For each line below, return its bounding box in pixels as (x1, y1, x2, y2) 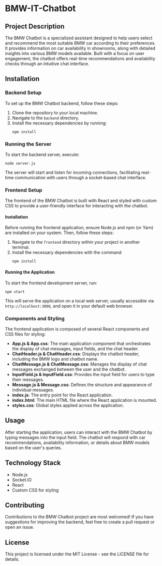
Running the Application (5, 269, 55, 275)
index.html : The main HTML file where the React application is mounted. (12, 397, 157, 403)
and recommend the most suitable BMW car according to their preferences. (5, 40, 156, 46)
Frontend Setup (5, 187, 43, 193)
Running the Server (5, 141, 52, 147)
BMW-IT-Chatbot (5, 3, 76, 14)
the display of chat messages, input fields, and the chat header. (12, 346, 139, 351)
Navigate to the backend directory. (12, 115, 79, 121)
